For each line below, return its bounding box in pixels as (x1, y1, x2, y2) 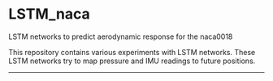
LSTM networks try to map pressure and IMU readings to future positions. (8, 56, 256, 66)
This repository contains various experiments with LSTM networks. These (8, 47, 256, 57)
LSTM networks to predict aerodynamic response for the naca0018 (8, 32, 233, 41)
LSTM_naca (8, 5, 91, 23)
